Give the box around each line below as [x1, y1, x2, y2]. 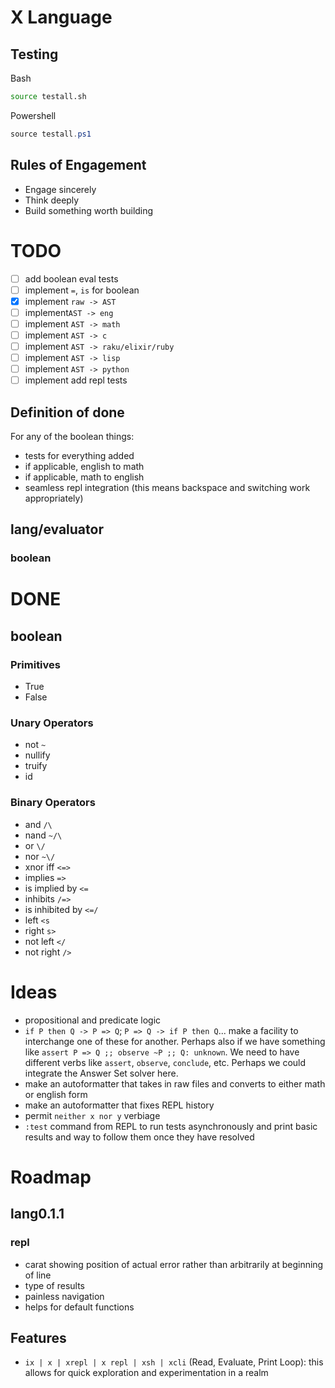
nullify [24, 749, 51, 761]
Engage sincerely [24, 183, 97, 195]
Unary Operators [10, 716, 94, 730]
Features [10, 1329, 67, 1346]
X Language [10, 6, 113, 29]
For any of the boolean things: [10, 430, 135, 442]
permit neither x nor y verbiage [24, 1109, 161, 1121]
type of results [24, 1279, 86, 1291]
